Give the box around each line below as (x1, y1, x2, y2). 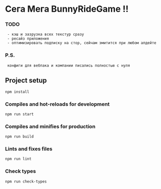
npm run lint (5, 157, 32, 162)
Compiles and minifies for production (5, 123, 95, 130)
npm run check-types (5, 179, 47, 184)
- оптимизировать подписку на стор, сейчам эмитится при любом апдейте (7, 41, 157, 46)
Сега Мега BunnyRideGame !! (5, 3, 129, 15)
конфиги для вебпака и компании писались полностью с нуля (7, 63, 131, 68)
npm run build (5, 134, 34, 139)
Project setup (5, 76, 47, 85)
